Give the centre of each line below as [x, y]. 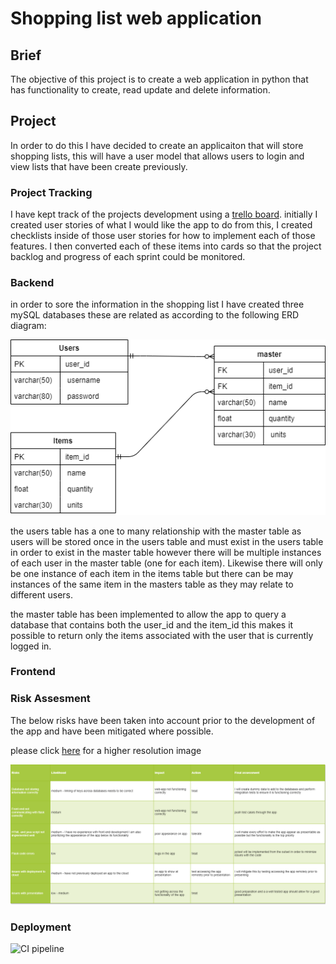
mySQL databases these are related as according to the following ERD [155, 315]
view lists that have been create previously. [99, 166]
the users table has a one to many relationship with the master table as [156, 531]
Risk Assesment [50, 699]
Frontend [33, 672]
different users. [42, 594]
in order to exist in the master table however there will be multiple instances [166, 552]
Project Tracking [51, 192]
